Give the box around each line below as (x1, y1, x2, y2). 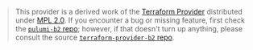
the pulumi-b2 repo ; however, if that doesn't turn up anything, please (15, 24, 243, 33)
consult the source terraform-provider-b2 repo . (15, 32, 175, 42)
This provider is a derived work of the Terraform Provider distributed (15, 7, 243, 16)
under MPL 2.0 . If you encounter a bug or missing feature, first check (15, 15, 245, 25)
